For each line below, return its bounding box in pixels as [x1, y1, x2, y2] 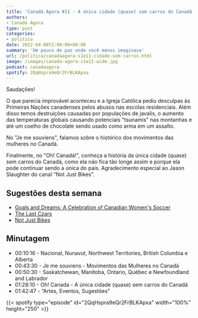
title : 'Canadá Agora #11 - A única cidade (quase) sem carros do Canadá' [6, 8, 195, 15]
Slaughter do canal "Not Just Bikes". [6, 171, 95, 178]
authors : [6, 14, 28, 20]
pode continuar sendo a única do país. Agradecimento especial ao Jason [6, 165, 185, 172]
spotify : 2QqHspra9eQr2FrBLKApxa [6, 70, 89, 75]
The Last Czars [14, 210, 52, 218]
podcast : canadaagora [6, 64, 60, 70]
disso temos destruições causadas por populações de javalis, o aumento [6, 110, 184, 117]
